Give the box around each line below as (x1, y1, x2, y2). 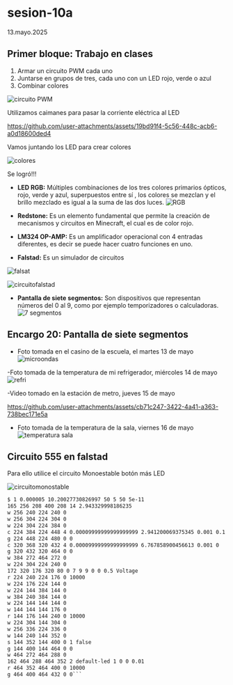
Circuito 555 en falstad (7, 450, 109, 462)
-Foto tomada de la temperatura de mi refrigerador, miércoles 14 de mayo (7, 368, 218, 377)
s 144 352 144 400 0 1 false (7, 638, 92, 645)
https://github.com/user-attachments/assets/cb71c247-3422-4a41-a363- (7, 402, 219, 411)
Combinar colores (17, 81, 69, 90)
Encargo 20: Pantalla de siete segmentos (7, 329, 189, 340)
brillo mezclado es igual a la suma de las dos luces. (17, 198, 165, 206)
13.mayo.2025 (7, 28, 48, 36)
